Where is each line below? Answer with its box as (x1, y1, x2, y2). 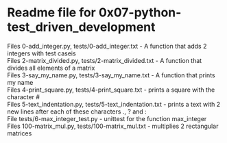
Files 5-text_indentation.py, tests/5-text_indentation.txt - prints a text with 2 (7, 100, 221, 108)
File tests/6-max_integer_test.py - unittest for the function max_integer (7, 114, 207, 122)
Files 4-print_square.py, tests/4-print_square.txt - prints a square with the (7, 86, 215, 94)
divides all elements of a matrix (7, 64, 95, 72)
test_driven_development (7, 19, 156, 35)
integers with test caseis (7, 49, 77, 57)
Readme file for (7, 5, 96, 21)
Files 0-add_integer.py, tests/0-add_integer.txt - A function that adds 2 (7, 42, 207, 50)
